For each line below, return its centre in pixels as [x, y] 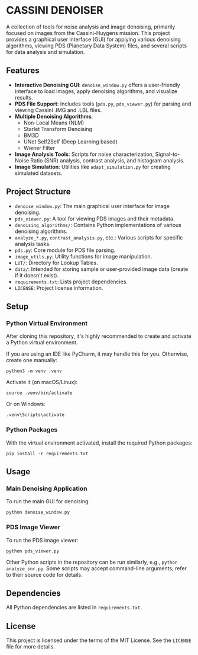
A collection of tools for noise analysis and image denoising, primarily [91, 27]
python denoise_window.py [38, 512]
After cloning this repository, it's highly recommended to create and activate [99, 336]
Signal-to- [168, 154]
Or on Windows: [26, 404]
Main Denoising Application [47, 488]
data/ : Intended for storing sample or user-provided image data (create [101, 269]
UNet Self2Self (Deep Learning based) [71, 141]
